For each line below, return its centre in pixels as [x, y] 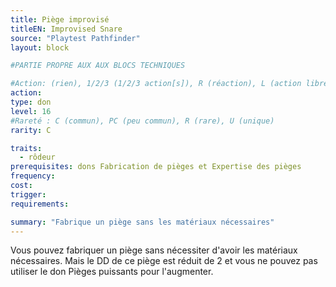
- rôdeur [37, 157]
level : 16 [31, 111]
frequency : [33, 176]
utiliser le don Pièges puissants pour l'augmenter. [112, 272]
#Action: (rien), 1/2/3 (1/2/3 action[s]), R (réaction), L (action [156, 84]
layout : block [40, 47]
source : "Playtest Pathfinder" [75, 38]
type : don [31, 102]
